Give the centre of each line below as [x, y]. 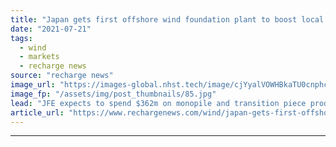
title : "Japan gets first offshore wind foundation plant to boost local [167, 19]
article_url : [37, 112]
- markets [39, 57]
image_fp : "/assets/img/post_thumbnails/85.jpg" [113, 94]
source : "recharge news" [62, 76]
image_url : [33, 85]
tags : [21, 38]
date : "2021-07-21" [51, 29]
